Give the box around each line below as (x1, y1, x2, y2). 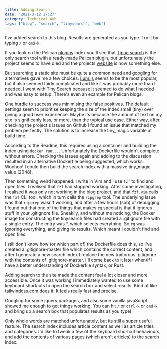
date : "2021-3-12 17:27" (5, 12, 57, 17)
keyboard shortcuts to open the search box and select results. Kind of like (5, 283, 157, 289)
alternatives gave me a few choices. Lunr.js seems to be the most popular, (5, 75, 158, 81)
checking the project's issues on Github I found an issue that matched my (5, 122, 157, 128)
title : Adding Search (5, 7, 50, 12)
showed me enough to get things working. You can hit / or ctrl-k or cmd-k (5, 303, 158, 309)
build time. (5, 133, 27, 139)
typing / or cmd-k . (5, 40, 41, 46)
